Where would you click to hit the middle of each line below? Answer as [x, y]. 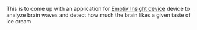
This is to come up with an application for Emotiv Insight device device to [98, 9]
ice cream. [20, 21]
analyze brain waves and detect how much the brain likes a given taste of [99, 15]
